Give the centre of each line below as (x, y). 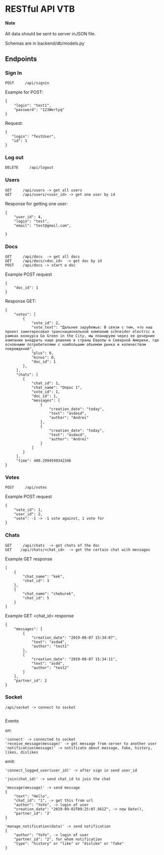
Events (12, 721)
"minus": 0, (43, 357)
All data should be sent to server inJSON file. (51, 34)
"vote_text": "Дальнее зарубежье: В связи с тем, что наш (92, 327)
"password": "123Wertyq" (39, 110)
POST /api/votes (26, 488)
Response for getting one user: (36, 204)
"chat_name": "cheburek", (49, 593)
